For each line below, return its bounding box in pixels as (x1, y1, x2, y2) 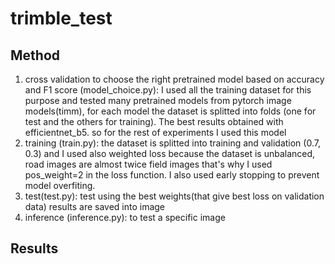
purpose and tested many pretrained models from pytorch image (24, 95, 292, 106)
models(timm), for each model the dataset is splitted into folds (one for (24, 105, 317, 117)
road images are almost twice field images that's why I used (24, 158, 273, 170)
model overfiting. (24, 180, 96, 191)
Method (10, 47, 61, 64)
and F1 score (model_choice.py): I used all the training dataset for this (24, 84, 312, 96)
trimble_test (10, 7, 113, 30)
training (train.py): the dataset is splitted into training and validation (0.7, (24, 137, 321, 149)
